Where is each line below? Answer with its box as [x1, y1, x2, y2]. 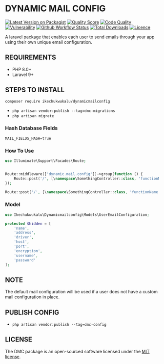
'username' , [14, 253, 38, 258]
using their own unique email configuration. [5, 39, 93, 45]
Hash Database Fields [5, 125, 58, 131]
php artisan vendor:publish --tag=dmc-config [12, 322, 106, 327]
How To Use [5, 147, 34, 154]
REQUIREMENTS [5, 53, 56, 62]
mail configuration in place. [5, 294, 60, 300]
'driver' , [14, 235, 34, 240]
